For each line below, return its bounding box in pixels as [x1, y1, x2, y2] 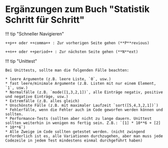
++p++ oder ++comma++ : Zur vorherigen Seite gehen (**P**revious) [5, 40, 150, 46]
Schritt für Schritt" [5, 14, 85, 26]
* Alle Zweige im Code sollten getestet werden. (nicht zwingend [5, 129, 145, 134]
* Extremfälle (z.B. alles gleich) [5, 98, 80, 103]
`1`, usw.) [5, 85, 28, 90]
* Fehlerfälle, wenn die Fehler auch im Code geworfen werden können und [5, 107, 163, 112]
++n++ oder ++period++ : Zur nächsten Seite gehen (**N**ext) [5, 49, 138, 54]
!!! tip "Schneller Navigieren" [5, 31, 64, 37]
